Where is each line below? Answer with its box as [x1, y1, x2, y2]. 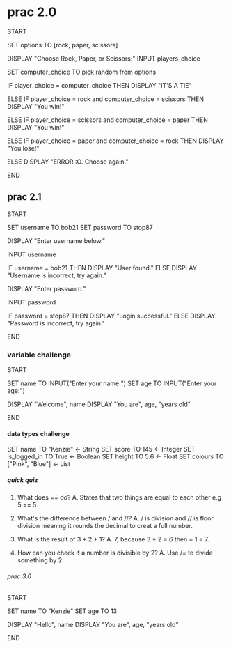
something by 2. [17, 556, 64, 564]
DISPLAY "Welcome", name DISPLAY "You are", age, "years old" [7, 400, 191, 408]
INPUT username [7, 250, 57, 259]
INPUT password [7, 298, 56, 307]
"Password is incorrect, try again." [7, 318, 106, 327]
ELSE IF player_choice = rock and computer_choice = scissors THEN [7, 95, 204, 103]
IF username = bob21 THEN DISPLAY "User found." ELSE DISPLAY [7, 263, 197, 272]
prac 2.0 [7, 4, 57, 20]
